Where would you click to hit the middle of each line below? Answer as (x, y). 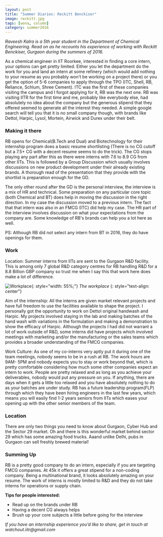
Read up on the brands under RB (45, 505)
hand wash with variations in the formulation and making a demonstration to (81, 321)
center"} (13, 291)
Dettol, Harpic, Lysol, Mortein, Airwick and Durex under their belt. (71, 118)
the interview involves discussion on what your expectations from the (75, 213)
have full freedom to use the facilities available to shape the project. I (74, 306)
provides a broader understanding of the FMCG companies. (65, 342)
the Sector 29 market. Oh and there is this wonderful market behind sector (80, 432)
